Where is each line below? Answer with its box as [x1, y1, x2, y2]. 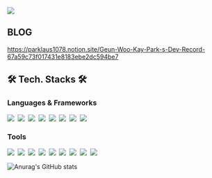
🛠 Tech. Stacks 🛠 [7, 73, 87, 86]
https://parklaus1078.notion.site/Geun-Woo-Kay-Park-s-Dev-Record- [7, 45, 206, 53]
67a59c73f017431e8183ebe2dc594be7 [7, 52, 119, 61]
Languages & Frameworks [7, 98, 97, 107]
